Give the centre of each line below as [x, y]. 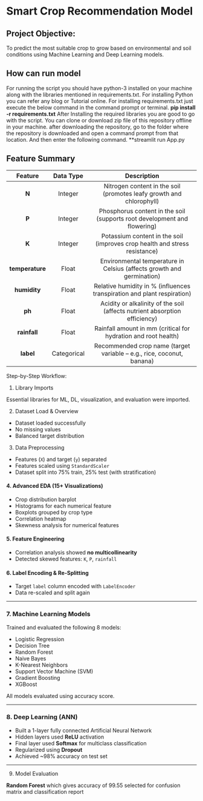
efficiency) [142, 318]
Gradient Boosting [37, 677]
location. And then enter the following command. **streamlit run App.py [96, 139]
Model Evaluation [37, 773]
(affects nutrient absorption [142, 311]
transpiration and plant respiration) [142, 293]
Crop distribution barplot [46, 499]
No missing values [38, 429]
